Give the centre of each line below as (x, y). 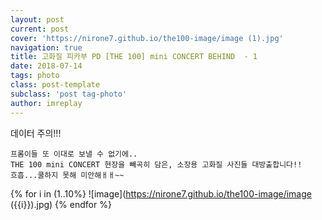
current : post (40, 29)
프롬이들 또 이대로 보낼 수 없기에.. (74, 154)
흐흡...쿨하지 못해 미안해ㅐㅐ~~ (67, 175)
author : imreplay (46, 103)
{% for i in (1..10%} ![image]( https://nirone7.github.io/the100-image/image (161, 193)
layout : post (37, 19)
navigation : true (46, 47)
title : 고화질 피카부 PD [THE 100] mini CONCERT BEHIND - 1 (134, 57)
